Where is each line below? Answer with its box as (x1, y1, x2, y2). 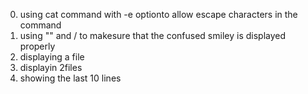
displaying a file (19, 51, 85, 63)
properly (19, 40, 56, 52)
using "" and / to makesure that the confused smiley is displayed (19, 30, 287, 41)
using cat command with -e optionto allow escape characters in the (19, 9, 298, 20)
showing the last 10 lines (19, 72, 122, 84)
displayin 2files (19, 62, 83, 73)
